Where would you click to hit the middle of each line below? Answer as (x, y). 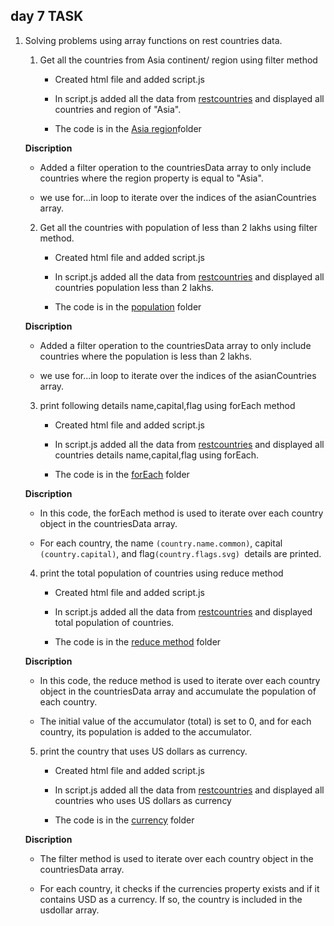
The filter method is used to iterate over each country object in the (176, 858)
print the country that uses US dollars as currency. (143, 751)
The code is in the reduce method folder (138, 641)
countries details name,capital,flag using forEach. (157, 455)
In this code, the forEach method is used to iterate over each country (181, 513)
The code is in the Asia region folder (128, 128)
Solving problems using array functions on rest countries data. (153, 40)
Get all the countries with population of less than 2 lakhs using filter (178, 227)
